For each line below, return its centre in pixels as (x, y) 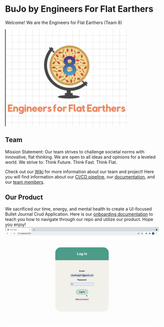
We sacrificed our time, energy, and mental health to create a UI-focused (79, 209)
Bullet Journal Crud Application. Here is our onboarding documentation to (79, 214)
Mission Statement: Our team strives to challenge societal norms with (75, 152)
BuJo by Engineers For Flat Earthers (79, 9)
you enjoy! (16, 225)
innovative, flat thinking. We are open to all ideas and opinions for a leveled (81, 157)
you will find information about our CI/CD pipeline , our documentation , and (80, 176)
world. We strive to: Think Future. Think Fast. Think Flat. (61, 162)
